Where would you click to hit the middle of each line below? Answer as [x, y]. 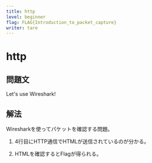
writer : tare [22, 28]
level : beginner [26, 17]
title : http [21, 11]
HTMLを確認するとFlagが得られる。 [58, 154]
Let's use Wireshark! [31, 94]
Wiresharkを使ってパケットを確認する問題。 [60, 129]
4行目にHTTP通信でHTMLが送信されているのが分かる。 [82, 141]
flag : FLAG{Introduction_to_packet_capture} [61, 22]
